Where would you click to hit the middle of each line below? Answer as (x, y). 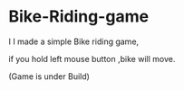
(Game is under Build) (49, 76)
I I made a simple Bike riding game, (74, 41)
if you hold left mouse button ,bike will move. (92, 58)
